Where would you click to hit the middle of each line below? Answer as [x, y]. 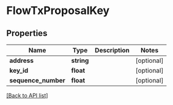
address [22, 60]
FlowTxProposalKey [58, 11]
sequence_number [37, 80]
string [80, 60]
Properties [27, 33]
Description [112, 50]
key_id [19, 71]
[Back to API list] [27, 96]
